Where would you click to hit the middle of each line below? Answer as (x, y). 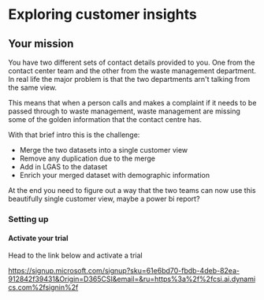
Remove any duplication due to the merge (87, 158)
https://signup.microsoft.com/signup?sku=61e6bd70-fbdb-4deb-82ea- (124, 271)
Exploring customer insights (102, 15)
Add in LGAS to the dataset (63, 167)
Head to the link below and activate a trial (76, 256)
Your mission (41, 44)
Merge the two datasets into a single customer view (104, 150)
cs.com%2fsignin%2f (43, 287)
